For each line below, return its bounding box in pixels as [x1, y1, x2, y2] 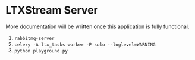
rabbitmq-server [14, 35, 55, 41]
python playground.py [14, 48, 68, 54]
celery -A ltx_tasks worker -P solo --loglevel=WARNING [14, 42, 156, 48]
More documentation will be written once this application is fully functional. [5, 23, 190, 30]
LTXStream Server [5, 4, 99, 17]
